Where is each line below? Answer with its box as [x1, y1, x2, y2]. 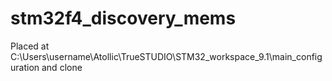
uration [10, 61, 40, 73]
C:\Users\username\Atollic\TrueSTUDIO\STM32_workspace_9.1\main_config [10, 50, 323, 62]
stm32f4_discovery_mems [10, 7, 237, 30]
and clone [41, 61, 83, 73]
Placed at [10, 40, 50, 52]
